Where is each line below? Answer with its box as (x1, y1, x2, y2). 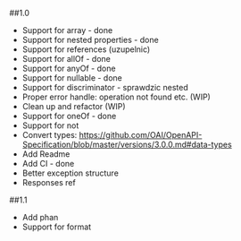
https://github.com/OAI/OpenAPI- (79, 130, 203, 140)
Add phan (21, 212, 59, 222)
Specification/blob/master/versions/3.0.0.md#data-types (21, 139, 232, 150)
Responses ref (21, 177, 76, 187)
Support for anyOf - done (21, 63, 116, 73)
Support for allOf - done (21, 54, 112, 64)
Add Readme (21, 149, 71, 159)
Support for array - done (21, 25, 113, 35)
